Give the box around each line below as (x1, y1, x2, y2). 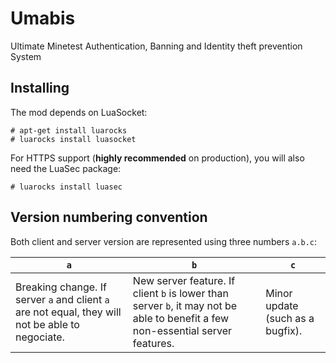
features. (132, 336, 175, 350)
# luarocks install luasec (10, 182, 123, 192)
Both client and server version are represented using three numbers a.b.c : (10, 235, 318, 247)
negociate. (15, 330, 65, 344)
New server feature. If (132, 273, 236, 287)
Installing (10, 80, 70, 97)
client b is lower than (132, 286, 229, 300)
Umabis (10, 7, 76, 30)
